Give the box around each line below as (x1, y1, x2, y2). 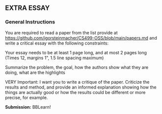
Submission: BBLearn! (5, 104, 51, 110)
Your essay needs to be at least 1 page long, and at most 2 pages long (5, 49, 147, 55)
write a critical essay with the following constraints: (5, 40, 109, 46)
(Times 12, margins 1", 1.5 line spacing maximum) (5, 55, 104, 61)
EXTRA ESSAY (5, 4, 50, 12)
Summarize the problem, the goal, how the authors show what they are (5, 64, 149, 70)
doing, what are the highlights (5, 69, 65, 75)
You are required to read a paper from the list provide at (5, 29, 118, 36)
